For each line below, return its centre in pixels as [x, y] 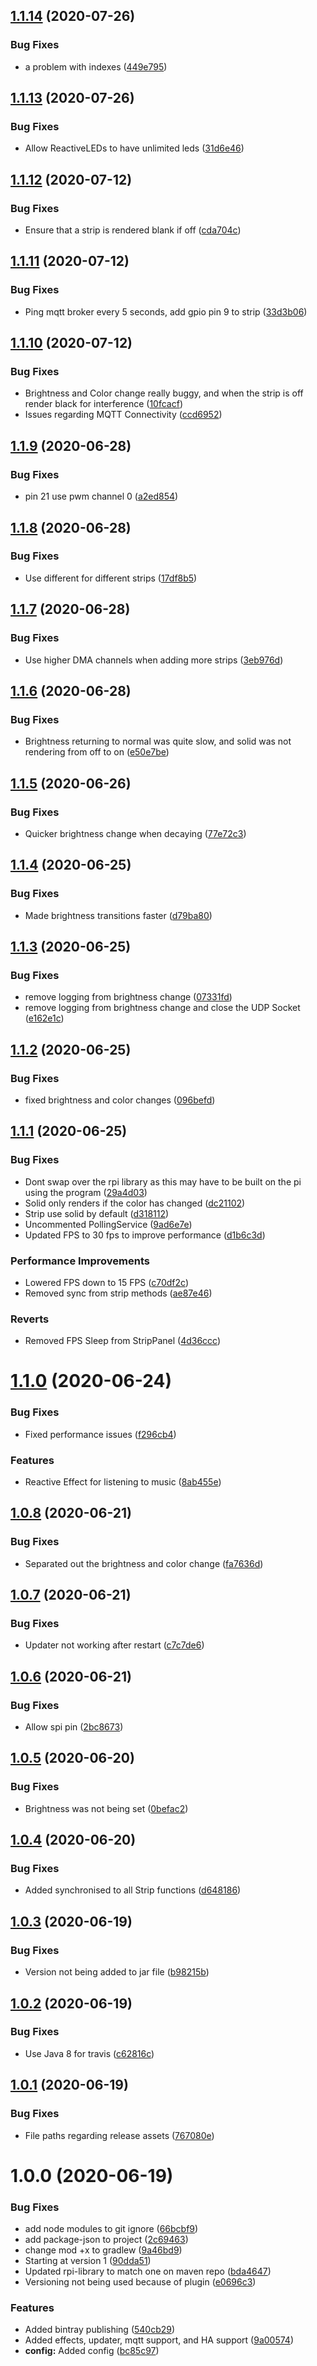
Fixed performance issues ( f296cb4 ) [100, 1434]
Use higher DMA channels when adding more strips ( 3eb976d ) [154, 660]
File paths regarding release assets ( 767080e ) [119, 2135]
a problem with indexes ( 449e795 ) [96, 66]
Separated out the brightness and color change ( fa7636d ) [144, 1563]
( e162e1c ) [44, 1018]
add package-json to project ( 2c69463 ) [106, 2239]
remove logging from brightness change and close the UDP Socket [162, 1008]
